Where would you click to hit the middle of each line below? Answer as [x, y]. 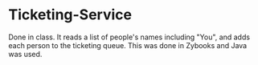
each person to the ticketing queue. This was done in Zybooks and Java [128, 45]
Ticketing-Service [70, 15]
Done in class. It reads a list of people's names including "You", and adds [129, 37]
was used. [25, 54]
